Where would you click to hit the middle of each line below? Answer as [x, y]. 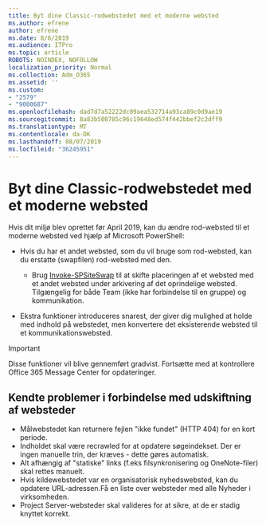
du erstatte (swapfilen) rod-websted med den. [96, 260]
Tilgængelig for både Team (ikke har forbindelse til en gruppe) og [139, 292]
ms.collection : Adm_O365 [49, 75]
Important [24, 348]
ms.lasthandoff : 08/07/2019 [55, 141]
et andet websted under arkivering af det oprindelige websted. [134, 284]
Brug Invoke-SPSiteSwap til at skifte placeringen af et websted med [143, 275]
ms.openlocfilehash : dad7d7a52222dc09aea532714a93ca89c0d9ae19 [115, 112]
